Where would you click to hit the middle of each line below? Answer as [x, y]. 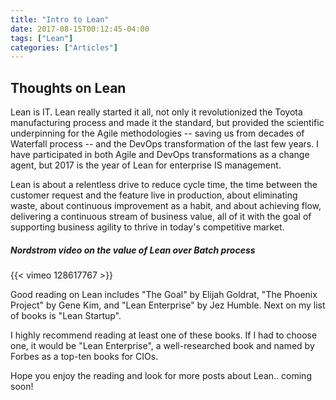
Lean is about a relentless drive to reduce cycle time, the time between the [164, 185]
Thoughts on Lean [68, 87]
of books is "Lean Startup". [66, 316]
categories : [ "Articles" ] [64, 47]
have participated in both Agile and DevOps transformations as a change [160, 155]
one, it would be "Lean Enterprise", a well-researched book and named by [162, 346]
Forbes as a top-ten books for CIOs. [84, 357]
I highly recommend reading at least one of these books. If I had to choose [164, 335]
